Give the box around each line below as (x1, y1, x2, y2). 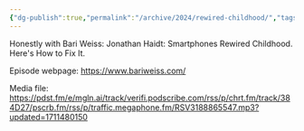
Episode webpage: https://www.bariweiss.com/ (9, 65, 186, 76)
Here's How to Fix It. (9, 47, 86, 59)
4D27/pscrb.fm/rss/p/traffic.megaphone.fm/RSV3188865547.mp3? (9, 101, 260, 113)
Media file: (9, 82, 49, 93)
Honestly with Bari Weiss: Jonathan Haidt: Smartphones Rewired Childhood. (9, 38, 293, 49)
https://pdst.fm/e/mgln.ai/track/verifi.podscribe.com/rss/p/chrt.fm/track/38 (9, 92, 291, 103)
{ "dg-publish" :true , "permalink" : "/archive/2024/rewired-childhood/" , (9, 13, 278, 23)
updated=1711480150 (9, 111, 89, 122)
